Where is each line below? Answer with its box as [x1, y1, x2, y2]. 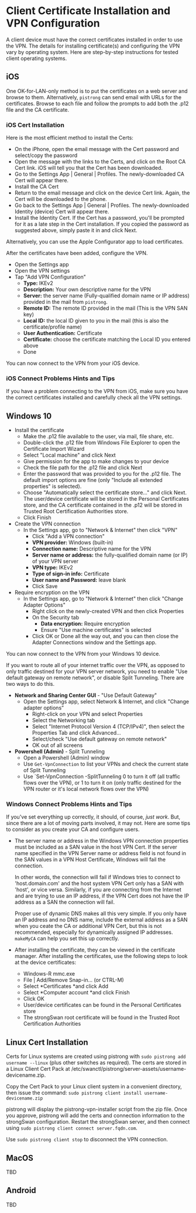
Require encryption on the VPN [14, 589, 90, 596]
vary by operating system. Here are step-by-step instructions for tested [6, 48, 178, 55]
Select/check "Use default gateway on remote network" [32, 736, 167, 743]
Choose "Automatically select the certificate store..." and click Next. [23, 489, 187, 496]
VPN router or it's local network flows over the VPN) [23, 786, 149, 793]
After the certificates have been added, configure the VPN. [6, 250, 148, 257]
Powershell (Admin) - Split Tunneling [14, 748, 105, 755]
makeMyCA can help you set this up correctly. [14, 935, 119, 942]
